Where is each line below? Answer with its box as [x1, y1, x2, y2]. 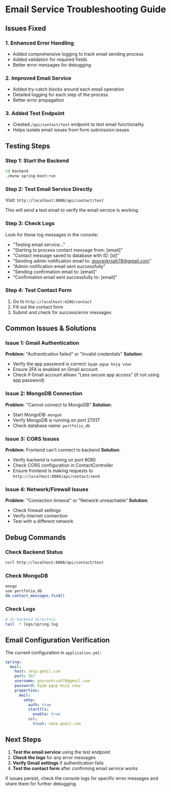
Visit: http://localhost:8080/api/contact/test [5, 197, 104, 203]
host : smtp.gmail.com [14, 669, 60, 674]
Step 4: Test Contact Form [5, 287, 72, 294]
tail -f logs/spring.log [5, 622, 58, 627]
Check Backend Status [5, 548, 63, 556]
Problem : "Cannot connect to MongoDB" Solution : [5, 402, 112, 408]
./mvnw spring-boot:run [5, 173, 56, 179]
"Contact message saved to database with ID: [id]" [12, 252, 120, 258]
